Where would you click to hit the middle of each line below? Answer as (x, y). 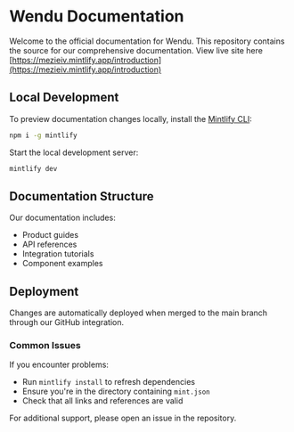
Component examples (63, 264)
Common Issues (45, 346)
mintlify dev (33, 168)
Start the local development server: (74, 152)
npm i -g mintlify (43, 135)
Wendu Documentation (97, 16)
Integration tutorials (58, 254)
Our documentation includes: (62, 218)
